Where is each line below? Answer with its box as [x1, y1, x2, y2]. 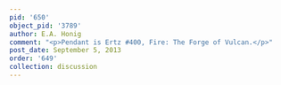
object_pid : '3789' [9, 21, 82, 30]
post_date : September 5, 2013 [9, 46, 122, 55]
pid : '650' [9, 12, 50, 22]
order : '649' [9, 54, 58, 63]
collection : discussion [9, 63, 98, 72]
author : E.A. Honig [9, 29, 82, 38]
